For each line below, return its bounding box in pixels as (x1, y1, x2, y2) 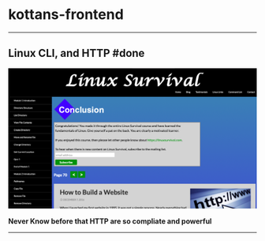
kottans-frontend (8, 6, 124, 24)
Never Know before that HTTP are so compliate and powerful (8, 216, 212, 226)
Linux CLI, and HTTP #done (8, 47, 145, 60)
